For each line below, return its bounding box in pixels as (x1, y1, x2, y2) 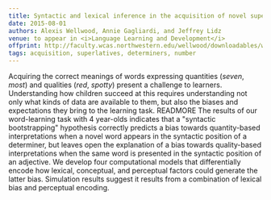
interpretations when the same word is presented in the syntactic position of (8, 148, 262, 158)
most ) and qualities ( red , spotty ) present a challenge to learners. (8, 80, 223, 90)
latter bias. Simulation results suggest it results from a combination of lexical (8, 174, 262, 184)
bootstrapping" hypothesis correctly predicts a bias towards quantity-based (8, 123, 261, 132)
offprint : (8, 42, 42, 50)
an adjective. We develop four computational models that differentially (8, 157, 241, 166)
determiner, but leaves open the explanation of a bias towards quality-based (8, 140, 262, 149)
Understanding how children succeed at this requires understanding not (8, 89, 248, 98)
